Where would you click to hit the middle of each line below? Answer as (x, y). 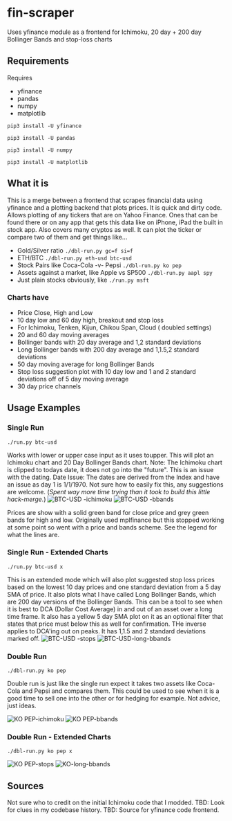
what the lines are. (33, 534)
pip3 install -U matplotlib (48, 162)
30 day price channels (49, 386)
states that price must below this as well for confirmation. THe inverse (107, 624)
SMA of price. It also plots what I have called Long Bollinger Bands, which (112, 594)
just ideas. (22, 706)
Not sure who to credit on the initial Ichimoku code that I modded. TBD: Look (116, 803)
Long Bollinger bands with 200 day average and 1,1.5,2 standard (108, 349)
